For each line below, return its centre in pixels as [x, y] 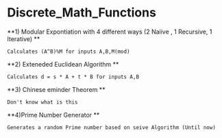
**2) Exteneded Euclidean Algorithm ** [63, 64]
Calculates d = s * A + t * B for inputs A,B [73, 77]
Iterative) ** [24, 38]
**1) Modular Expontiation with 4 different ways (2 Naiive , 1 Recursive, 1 [110, 32]
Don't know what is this [42, 102]
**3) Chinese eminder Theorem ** [56, 89]
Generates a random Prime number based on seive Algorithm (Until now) [111, 127]
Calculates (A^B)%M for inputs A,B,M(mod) [69, 51]
